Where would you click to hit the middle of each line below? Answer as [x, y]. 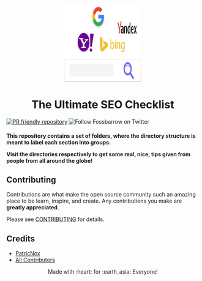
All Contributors [35, 260]
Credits [21, 238]
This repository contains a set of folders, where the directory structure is [101, 136]
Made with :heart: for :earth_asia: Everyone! [103, 272]
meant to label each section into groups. [59, 142]
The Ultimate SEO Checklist [103, 105]
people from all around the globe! [50, 160]
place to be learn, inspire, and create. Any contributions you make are [94, 201]
